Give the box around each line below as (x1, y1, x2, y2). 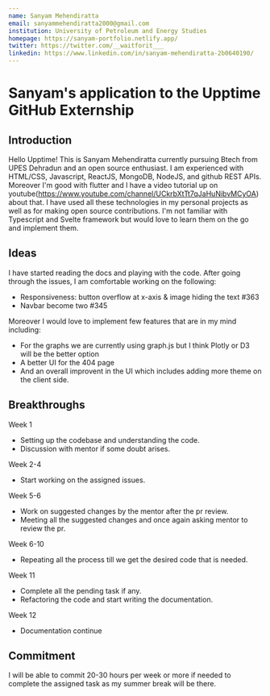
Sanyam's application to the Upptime (8, 84, 261, 102)
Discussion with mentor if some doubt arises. (19, 444, 171, 453)
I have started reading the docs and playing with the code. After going (8, 268, 241, 277)
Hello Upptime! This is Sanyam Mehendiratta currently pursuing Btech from (8, 155, 258, 164)
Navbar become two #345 (19, 300, 108, 310)
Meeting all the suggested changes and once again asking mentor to (19, 515, 248, 524)
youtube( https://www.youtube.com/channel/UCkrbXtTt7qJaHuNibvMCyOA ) (8, 189, 260, 198)
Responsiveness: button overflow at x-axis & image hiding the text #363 (19, 292, 260, 302)
